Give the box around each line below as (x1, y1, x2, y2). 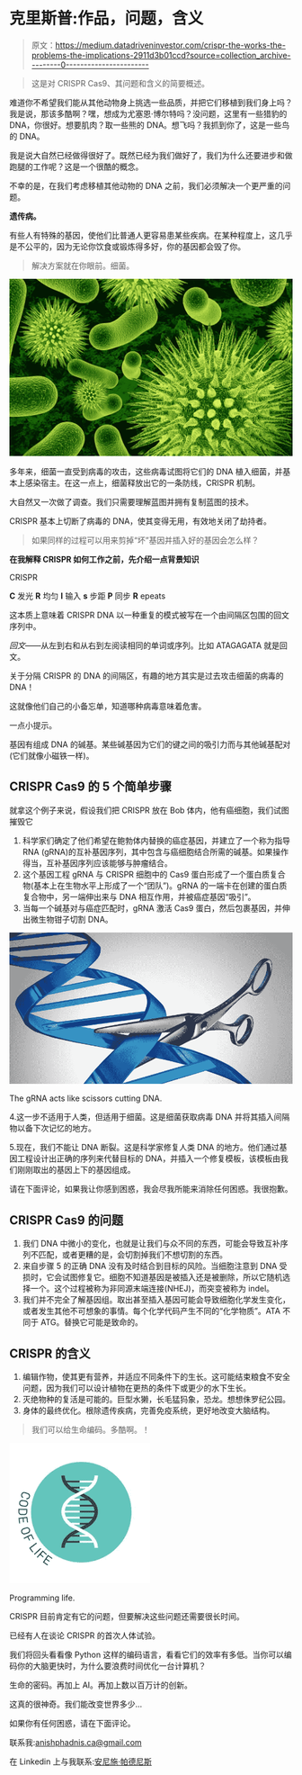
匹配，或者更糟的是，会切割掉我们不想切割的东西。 (38, 1249, 227, 1260)
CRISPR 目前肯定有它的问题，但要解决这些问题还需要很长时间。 (9, 1610, 244, 1621)
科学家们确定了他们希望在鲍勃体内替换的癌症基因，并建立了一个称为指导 (22, 834, 290, 846)
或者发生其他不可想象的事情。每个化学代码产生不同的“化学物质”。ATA (22, 1306, 281, 1317)
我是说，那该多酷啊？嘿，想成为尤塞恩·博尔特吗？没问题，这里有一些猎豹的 (9, 108, 288, 119)
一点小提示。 (9, 719, 57, 730)
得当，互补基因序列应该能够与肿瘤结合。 (22, 857, 173, 869)
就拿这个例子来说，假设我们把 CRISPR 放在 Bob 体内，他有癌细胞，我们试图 (9, 805, 289, 815)
